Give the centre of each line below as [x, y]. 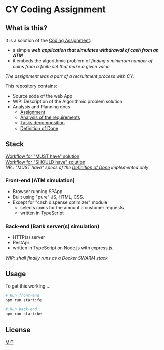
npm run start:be [24, 314]
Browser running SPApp [37, 192]
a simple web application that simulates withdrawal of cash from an [86, 50]
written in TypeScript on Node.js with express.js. [63, 248]
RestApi [21, 243]
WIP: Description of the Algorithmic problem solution [68, 101]
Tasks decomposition [42, 123]
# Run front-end [22, 296]
